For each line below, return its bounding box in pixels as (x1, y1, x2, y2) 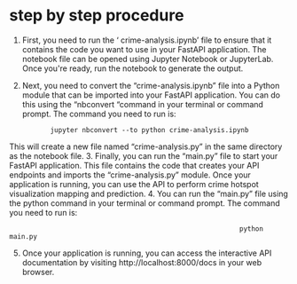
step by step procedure (9, 5, 184, 26)
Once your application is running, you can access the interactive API (21, 248, 272, 258)
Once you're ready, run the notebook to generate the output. (21, 63, 244, 74)
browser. (21, 266, 55, 277)
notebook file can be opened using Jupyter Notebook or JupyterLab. (21, 53, 274, 64)
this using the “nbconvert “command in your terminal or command (21, 99, 264, 109)
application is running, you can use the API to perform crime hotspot (9, 178, 259, 189)
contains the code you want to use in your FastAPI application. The (21, 43, 267, 54)
